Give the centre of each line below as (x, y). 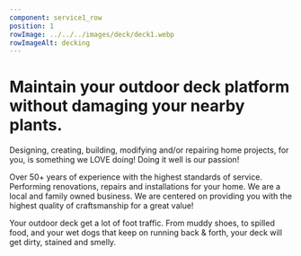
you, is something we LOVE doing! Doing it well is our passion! (124, 160)
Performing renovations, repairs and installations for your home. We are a (145, 187)
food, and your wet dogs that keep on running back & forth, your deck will (146, 233)
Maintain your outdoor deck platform (150, 87)
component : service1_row (56, 18)
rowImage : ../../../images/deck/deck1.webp (92, 34)
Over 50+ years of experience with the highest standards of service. (136, 177)
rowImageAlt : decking (50, 43)
